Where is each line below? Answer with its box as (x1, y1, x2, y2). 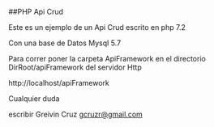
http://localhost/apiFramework (8, 78, 109, 87)
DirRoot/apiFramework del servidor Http (8, 62, 142, 72)
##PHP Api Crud (8, 7, 63, 16)
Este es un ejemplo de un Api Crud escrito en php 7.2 (8, 23, 186, 32)
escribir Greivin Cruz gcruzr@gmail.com (8, 109, 143, 119)
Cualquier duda (8, 94, 60, 104)
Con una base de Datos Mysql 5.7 (8, 38, 122, 48)
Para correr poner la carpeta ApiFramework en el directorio (8, 54, 207, 63)
